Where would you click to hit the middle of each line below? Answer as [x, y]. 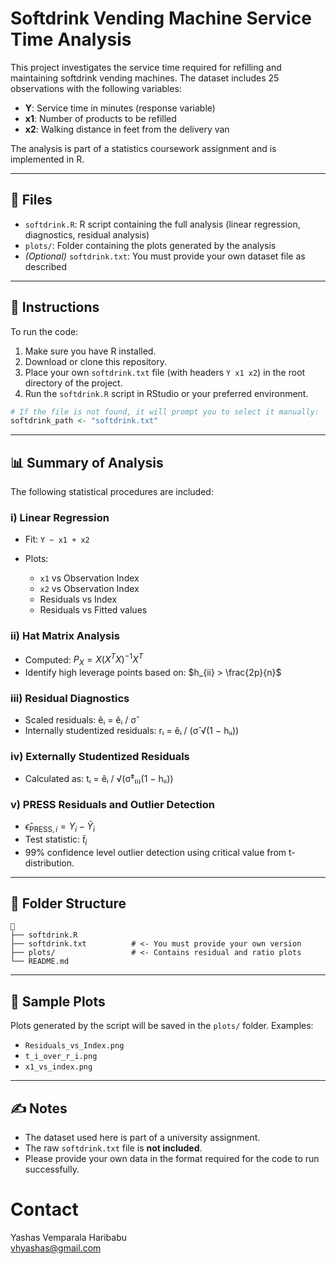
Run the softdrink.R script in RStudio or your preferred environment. [166, 393]
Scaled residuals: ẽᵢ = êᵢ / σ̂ [80, 720]
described [46, 266]
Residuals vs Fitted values [93, 610]
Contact [44, 1209]
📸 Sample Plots [58, 1001]
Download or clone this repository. [95, 361]
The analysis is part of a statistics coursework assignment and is [143, 148]
